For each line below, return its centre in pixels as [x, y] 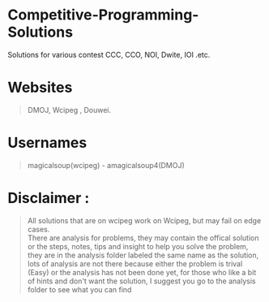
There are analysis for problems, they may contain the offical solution [143, 238]
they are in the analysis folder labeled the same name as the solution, [143, 255]
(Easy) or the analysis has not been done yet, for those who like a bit [142, 272]
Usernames [47, 143]
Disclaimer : [49, 198]
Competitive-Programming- [103, 15]
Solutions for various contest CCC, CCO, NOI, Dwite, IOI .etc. [109, 54]
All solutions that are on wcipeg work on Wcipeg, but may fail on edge [144, 220]
